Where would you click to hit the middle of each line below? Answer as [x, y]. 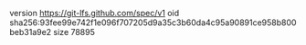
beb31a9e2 [31, 32]
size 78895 [74, 32]
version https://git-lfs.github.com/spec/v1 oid [95, 13]
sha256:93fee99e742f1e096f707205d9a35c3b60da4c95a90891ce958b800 [153, 22]
